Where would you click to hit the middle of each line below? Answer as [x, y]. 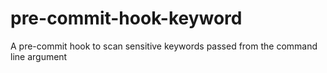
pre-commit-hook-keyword [126, 18]
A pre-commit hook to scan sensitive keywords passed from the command [164, 46]
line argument [39, 56]
